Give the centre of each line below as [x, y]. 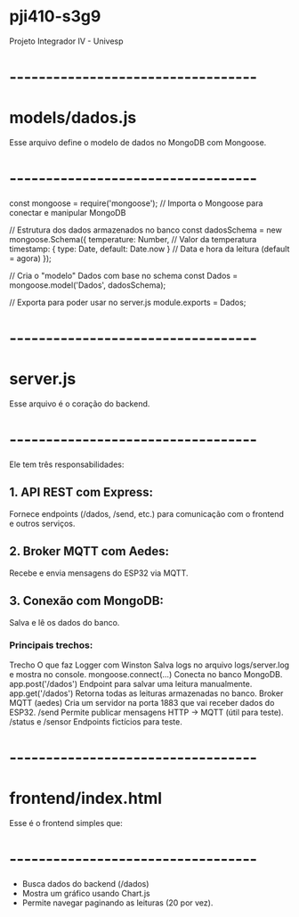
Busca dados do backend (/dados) [85, 883]
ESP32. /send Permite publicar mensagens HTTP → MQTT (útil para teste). [146, 712]
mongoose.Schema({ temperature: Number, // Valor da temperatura [133, 239]
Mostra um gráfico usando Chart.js [86, 893]
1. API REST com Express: [81, 492]
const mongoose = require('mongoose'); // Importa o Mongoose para [136, 203]
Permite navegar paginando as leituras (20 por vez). [117, 903]
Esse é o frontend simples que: [66, 823]
